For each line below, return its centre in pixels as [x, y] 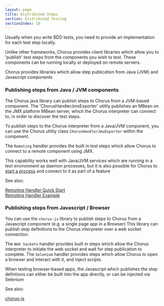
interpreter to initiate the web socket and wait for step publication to [73, 249]
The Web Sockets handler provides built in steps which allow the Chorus [77, 244]
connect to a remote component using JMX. [49, 151]
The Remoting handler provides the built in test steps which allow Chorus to [81, 146]
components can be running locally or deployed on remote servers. [73, 62]
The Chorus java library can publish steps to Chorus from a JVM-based [77, 101]
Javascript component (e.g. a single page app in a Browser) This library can [82, 223]
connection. [17, 234]
